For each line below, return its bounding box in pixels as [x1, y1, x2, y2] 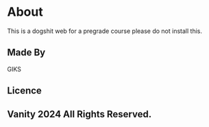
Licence [7, 85, 42, 97]
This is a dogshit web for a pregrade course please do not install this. [7, 27, 202, 35]
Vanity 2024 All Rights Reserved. [7, 108, 152, 120]
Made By [7, 47, 46, 58]
